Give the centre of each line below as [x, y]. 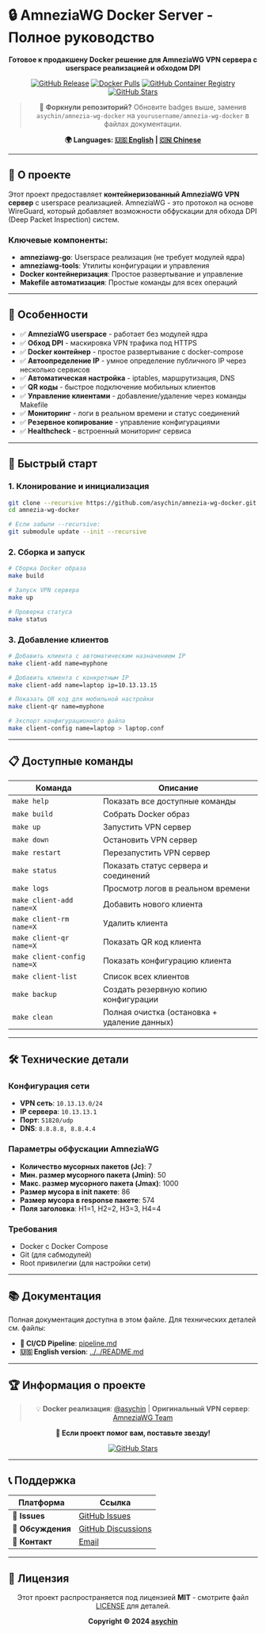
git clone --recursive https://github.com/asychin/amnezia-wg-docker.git [133, 503]
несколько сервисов [55, 369]
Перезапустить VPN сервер [156, 853]
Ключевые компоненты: [58, 240]
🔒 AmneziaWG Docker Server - [111, 15]
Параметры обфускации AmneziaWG [84, 1149]
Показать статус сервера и [155, 865]
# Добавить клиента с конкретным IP [68, 678]
